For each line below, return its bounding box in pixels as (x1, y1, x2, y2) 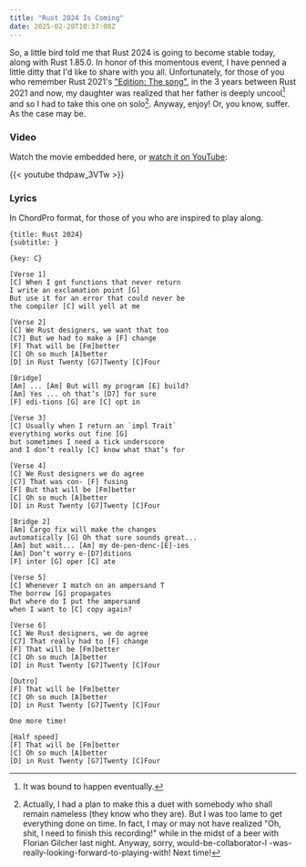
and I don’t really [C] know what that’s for (9, 446, 185, 455)
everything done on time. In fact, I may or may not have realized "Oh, (22, 818, 281, 830)
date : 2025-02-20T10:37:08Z (9, 22, 117, 31)
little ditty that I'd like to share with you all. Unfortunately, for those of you (9, 66, 285, 77)
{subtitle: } (9, 238, 59, 247)
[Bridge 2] (9, 517, 51, 527)
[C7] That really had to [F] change (9, 637, 148, 646)
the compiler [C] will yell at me (9, 302, 141, 311)
